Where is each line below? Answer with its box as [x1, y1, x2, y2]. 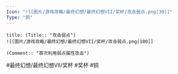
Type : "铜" [6, 14, 33, 20]
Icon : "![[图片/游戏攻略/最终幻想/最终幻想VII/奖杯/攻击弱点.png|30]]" [6, 8, 173, 15]
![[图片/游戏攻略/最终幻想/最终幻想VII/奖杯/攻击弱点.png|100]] [6, 39, 154, 45]
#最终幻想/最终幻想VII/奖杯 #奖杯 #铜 [6, 61, 99, 69]
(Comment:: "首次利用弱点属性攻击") [6, 50, 90, 56]
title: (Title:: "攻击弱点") [6, 32, 76, 38]
